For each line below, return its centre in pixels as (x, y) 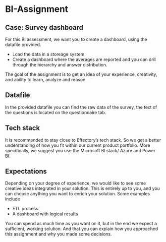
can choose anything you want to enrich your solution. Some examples (78, 194)
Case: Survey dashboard (44, 28)
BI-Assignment (37, 9)
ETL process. (26, 209)
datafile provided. (23, 45)
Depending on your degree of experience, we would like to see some (76, 183)
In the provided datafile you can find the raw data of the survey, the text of (81, 107)
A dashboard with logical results (45, 214)
